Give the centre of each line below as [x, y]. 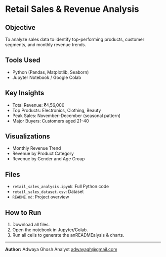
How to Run [23, 213]
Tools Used [23, 60]
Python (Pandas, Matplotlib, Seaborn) [50, 72]
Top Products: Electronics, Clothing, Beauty [57, 110]
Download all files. [31, 225]
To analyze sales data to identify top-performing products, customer [75, 39]
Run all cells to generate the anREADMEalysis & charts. [68, 235]
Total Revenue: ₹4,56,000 [38, 105]
